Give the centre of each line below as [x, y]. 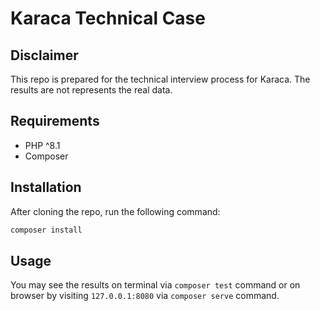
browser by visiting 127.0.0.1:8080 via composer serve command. [145, 296]
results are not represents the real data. [91, 90]
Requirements [55, 121]
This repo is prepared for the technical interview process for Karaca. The [160, 79]
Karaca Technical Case [108, 18]
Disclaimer [44, 55]
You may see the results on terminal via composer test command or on [155, 285]
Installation [46, 187]
